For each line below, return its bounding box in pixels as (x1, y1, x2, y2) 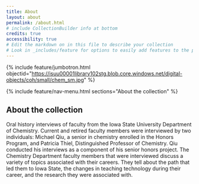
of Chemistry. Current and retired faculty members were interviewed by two (6, 127, 191, 134)
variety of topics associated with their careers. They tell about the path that (6, 158, 190, 166)
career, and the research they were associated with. (6, 171, 133, 178)
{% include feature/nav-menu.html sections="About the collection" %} (6, 87, 178, 95)
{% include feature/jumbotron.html (6, 64, 91, 71)
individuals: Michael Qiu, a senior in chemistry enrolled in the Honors (6, 133, 174, 140)
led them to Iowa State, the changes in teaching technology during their (6, 164, 181, 172)
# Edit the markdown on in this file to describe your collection (6, 42, 174, 48)
